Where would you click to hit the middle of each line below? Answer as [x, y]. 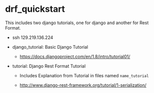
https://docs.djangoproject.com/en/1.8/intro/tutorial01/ [75, 56]
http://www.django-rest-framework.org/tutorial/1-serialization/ [83, 85]
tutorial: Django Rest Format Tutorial [49, 66]
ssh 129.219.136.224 [33, 37]
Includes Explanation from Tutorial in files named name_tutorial [84, 75]
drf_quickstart [35, 9]
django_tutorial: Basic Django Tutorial [50, 47]
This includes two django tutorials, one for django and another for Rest [77, 23]
